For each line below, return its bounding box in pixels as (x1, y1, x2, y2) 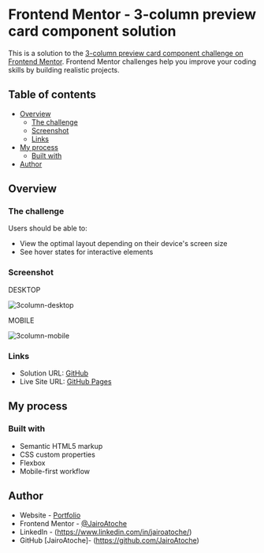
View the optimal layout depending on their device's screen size (19, 239, 228, 248)
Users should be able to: (8, 223, 88, 234)
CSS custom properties (19, 450, 96, 459)
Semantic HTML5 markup (19, 441, 103, 450)
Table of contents (8, 88, 96, 102)
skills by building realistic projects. (8, 65, 120, 74)
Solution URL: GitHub (19, 368, 89, 378)
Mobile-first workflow (19, 466, 91, 476)
